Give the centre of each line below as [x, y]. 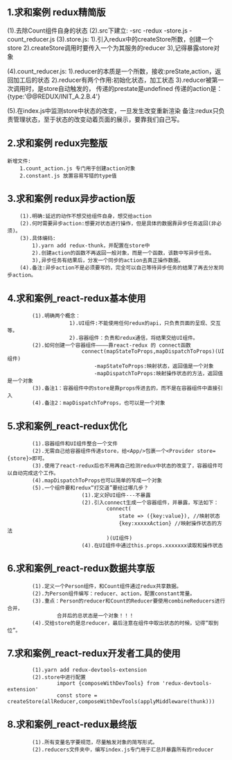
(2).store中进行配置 [59, 677]
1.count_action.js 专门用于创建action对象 [78, 169]
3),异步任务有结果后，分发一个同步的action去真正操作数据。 [108, 261]
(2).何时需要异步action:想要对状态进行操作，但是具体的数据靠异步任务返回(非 [118, 224]
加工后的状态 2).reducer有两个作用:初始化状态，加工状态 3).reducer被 [113, 80]
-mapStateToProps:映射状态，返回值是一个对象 [154, 366]
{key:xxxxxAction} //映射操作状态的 [168, 524]
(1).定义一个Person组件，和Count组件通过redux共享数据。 [107, 586]
